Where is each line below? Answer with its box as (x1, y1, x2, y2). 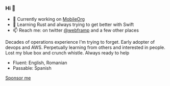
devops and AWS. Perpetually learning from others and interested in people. (5, 44, 166, 50)
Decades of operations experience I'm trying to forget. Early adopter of (5, 39, 155, 45)
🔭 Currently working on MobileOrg (12, 16, 85, 22)
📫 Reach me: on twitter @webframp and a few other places (12, 27, 139, 34)
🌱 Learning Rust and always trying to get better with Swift (12, 21, 134, 27)
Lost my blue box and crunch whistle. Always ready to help (5, 50, 130, 56)
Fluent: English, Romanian (12, 60, 67, 66)
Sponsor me (5, 75, 31, 81)
